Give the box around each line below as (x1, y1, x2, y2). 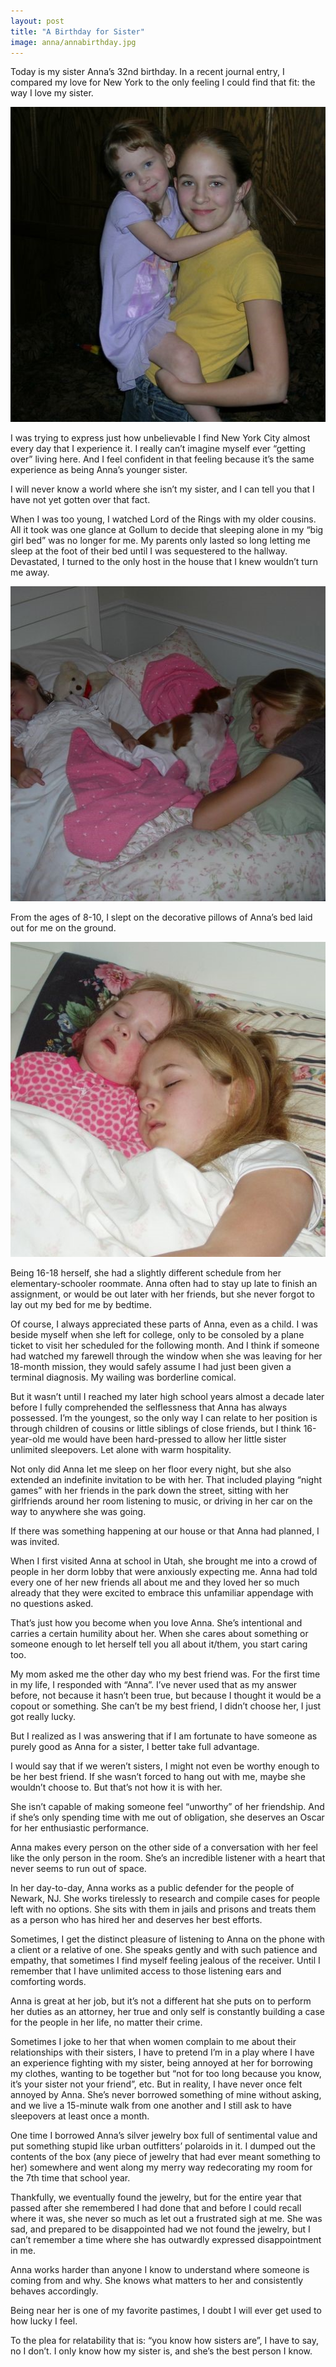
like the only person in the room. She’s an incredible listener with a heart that (10, 1852, 326, 1864)
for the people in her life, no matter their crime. (10, 2016, 203, 2029)
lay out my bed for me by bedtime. (10, 1299, 152, 1311)
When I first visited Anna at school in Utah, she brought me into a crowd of (10, 1555, 318, 1567)
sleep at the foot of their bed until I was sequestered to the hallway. (10, 545, 288, 557)
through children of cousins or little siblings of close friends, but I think (10, 1423, 302, 1435)
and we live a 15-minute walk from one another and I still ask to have (10, 2100, 292, 2112)
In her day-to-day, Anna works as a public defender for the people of (10, 1882, 295, 1894)
